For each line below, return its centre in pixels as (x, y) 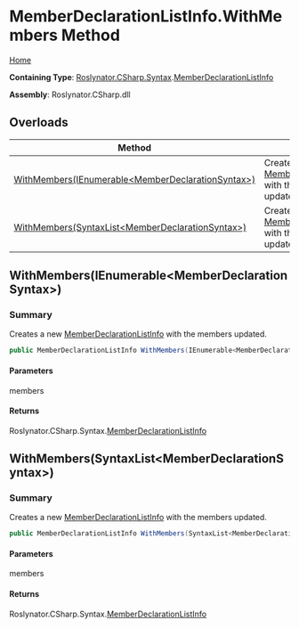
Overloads (39, 122)
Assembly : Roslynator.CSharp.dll (70, 94)
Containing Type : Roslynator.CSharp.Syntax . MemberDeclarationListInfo (141, 77)
